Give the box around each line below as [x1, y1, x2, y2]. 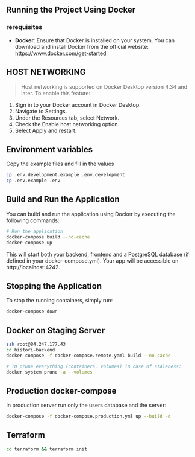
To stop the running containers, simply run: [6, 297, 113, 304]
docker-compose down [6, 308, 58, 315]
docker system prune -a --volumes [6, 369, 93, 375]
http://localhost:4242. [6, 263, 60, 270]
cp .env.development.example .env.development [6, 172, 125, 178]
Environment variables [6, 144, 93, 155]
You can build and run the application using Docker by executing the [6, 210, 176, 217]
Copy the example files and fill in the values [6, 160, 114, 168]
